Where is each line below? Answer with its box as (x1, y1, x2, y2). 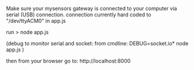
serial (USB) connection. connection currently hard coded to (6, 11, 151, 18)
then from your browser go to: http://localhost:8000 (6, 58, 131, 64)
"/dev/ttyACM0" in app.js (6, 17, 66, 24)
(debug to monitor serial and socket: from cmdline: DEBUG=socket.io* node (6, 40, 189, 47)
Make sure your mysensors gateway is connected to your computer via (6, 5, 177, 12)
